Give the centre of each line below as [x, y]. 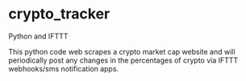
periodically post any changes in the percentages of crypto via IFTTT [123, 60]
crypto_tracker [59, 14]
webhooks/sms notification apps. [64, 68]
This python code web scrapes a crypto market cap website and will [122, 51]
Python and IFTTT [38, 36]
